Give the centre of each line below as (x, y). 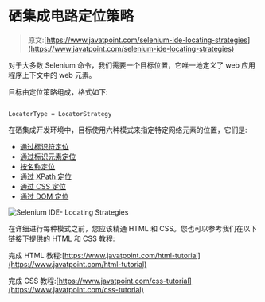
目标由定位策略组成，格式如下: (58, 91)
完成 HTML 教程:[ (37, 255)
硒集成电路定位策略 (71, 16)
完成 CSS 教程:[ (34, 281)
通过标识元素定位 (48, 157)
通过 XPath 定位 (45, 176)
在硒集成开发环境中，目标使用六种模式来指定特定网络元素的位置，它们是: (128, 130)
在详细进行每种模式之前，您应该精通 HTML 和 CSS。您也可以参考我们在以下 (133, 228)
